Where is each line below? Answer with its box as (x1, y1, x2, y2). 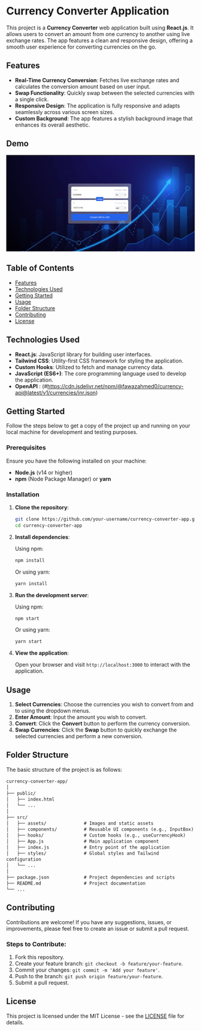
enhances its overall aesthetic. (14, 121, 90, 128)
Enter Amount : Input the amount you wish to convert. (14, 714, 147, 721)
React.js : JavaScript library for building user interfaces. (14, 350, 153, 358)
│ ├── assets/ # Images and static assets (6, 820, 154, 826)
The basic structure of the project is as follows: (6, 766, 123, 773)
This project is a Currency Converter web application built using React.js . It (6, 24, 194, 31)
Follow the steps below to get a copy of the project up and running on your (6, 422, 190, 430)
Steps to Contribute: (6, 940, 67, 948)
